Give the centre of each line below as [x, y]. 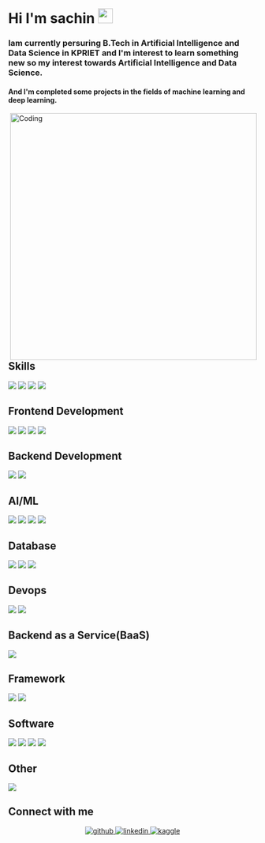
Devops [28, 591]
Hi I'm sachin [52, 19]
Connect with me [51, 812]
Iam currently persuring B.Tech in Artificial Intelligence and [124, 43]
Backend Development [65, 455]
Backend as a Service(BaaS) [79, 636]
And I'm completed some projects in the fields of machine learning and [127, 92]
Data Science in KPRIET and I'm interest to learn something [123, 53]
